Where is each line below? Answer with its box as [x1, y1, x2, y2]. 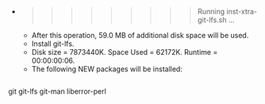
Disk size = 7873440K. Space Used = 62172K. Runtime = [31, 48, 218, 56]
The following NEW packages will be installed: [31, 64, 182, 74]
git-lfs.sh [197, 15, 228, 25]
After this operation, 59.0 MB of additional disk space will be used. [31, 31, 249, 40]
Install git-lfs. [31, 39, 75, 48]
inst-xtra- [225, 7, 258, 16]
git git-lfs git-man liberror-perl [8, 87, 107, 96]
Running [197, 7, 225, 16]
